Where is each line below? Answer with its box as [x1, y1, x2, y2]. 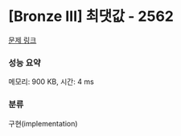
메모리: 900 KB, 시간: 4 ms [8, 77, 94, 86]
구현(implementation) [8, 118, 78, 128]
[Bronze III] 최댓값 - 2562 [8, 7, 175, 26]
